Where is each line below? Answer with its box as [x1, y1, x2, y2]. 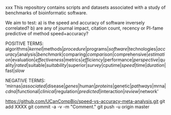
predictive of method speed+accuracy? [5, 31, 89, 36]
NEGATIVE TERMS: [5, 78, 46, 83]
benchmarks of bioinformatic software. [5, 10, 88, 16]
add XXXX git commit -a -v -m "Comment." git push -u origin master [5, 104, 149, 109]
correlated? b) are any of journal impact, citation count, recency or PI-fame [5, 25, 164, 31]
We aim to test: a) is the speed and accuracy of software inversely [5, 20, 145, 26]
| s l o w [13, 67, 25, 74]
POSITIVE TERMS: [5, 40, 44, 47]
